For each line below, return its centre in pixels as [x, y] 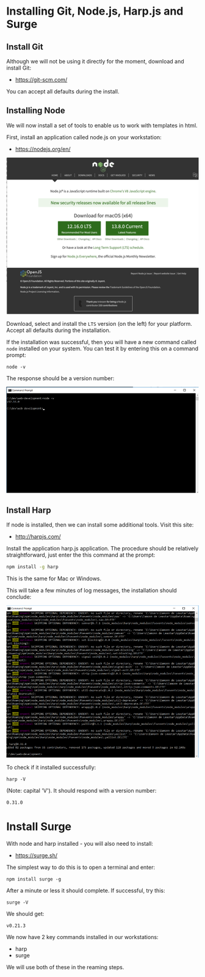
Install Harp [29, 510]
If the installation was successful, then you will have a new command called [101, 342]
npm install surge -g [34, 879]
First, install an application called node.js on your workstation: [84, 137]
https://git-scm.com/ [41, 80]
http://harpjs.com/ [38, 536]
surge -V [17, 902]
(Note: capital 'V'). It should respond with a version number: [81, 790]
